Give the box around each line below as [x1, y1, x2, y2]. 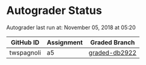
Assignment [46, 38, 83, 46]
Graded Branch [90, 38, 135, 46]
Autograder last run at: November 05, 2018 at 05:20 [6, 24, 136, 31]
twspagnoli [9, 48, 41, 56]
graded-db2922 [88, 48, 137, 56]
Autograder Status [6, 4, 102, 18]
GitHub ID [10, 38, 40, 46]
